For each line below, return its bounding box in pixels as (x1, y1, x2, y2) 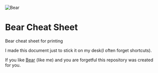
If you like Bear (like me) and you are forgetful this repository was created (5, 57, 154, 63)
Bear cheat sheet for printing (5, 38, 63, 44)
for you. (5, 62, 21, 68)
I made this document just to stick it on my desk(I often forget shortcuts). (5, 47, 152, 53)
